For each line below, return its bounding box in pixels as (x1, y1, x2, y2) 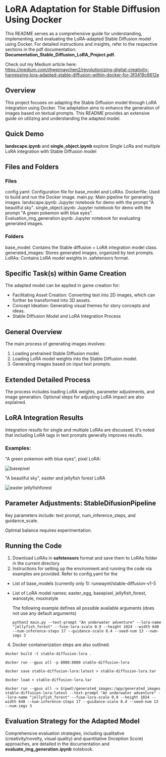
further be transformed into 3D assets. (12, 297, 91, 303)
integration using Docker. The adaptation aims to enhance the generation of (5, 104, 160, 110)
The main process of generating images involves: (5, 341, 106, 347)
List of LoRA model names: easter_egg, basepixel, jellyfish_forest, (12, 590, 147, 596)
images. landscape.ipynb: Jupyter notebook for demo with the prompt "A (5, 199, 154, 205)
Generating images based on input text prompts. (12, 361, 111, 367)
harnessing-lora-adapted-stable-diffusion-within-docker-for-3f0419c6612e (5, 72, 160, 78)
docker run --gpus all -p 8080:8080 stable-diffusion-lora (5, 660, 130, 665)
